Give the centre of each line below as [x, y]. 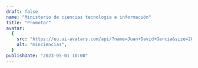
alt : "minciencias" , [42, 45]
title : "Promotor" [29, 22]
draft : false [22, 12]
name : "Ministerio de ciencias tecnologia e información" [79, 17]
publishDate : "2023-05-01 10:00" [47, 56]
